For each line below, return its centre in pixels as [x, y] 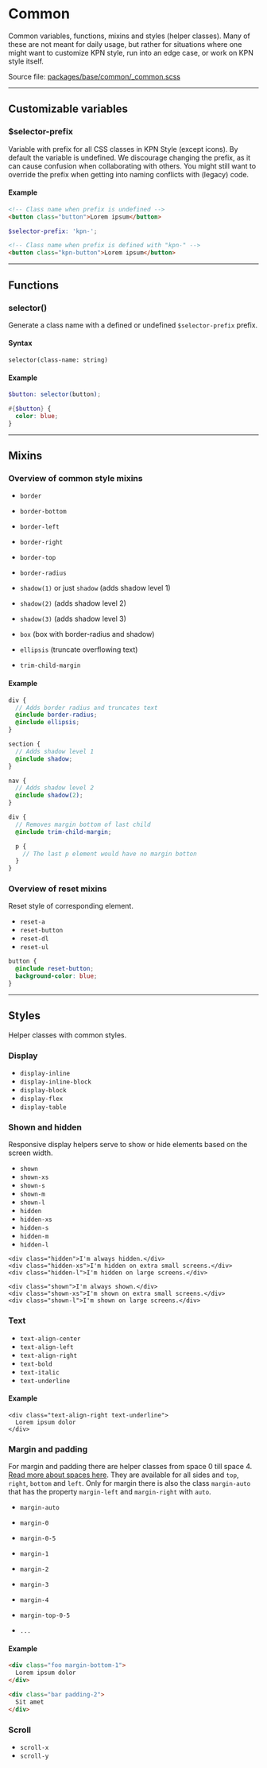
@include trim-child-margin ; [64, 832]
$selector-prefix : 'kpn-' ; [53, 231]
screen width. [31, 1153]
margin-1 [34, 1554]
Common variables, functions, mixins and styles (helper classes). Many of [129, 36]
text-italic [39, 1372]
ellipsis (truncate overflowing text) [79, 649]
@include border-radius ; [56, 715]
